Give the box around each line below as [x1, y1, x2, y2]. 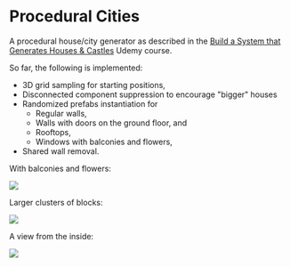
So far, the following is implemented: [9, 62, 143, 73]
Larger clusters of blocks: [9, 197, 104, 207]
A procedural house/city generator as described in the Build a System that [9, 36, 281, 46]
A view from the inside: [9, 231, 94, 241]
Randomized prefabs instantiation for [21, 98, 158, 109]
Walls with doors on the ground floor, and [35, 117, 188, 128]
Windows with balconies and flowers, [35, 136, 173, 147]
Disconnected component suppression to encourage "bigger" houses [21, 89, 278, 100]
